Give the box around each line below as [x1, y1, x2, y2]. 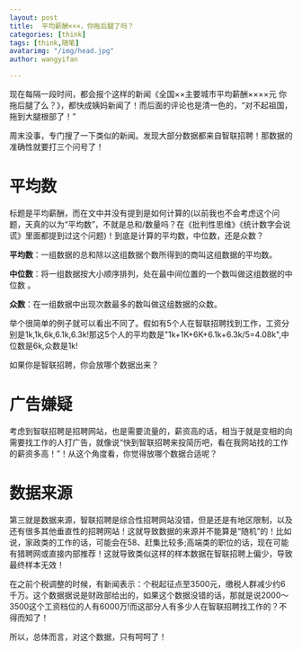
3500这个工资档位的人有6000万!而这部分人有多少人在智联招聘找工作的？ [9, 601, 280, 611]
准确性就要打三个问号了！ [9, 141, 104, 152]
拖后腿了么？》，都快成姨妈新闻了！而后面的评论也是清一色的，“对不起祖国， [9, 100, 293, 111]
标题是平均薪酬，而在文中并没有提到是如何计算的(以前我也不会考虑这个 [9, 208, 272, 218]
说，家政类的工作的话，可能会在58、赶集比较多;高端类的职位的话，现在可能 [9, 537, 289, 548]
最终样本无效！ [9, 559, 65, 570]
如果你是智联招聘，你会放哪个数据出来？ [9, 359, 159, 370]
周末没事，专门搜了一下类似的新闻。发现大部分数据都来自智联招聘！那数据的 [9, 130, 293, 140]
